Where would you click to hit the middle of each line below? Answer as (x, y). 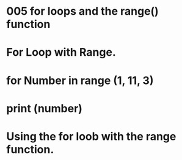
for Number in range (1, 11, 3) (80, 80)
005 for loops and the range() (82, 11)
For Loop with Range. (61, 52)
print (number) (44, 108)
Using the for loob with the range (91, 136)
